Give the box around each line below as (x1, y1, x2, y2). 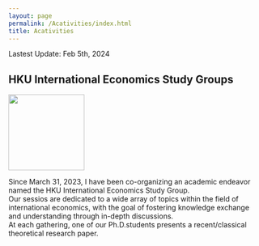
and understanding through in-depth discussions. (8, 211, 174, 221)
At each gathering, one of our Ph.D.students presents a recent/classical (8, 220, 247, 230)
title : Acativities (8, 27, 74, 35)
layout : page (8, 11, 53, 20)
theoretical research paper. (8, 228, 99, 239)
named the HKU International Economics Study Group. (8, 185, 190, 195)
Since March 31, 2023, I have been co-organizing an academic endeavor (8, 177, 251, 187)
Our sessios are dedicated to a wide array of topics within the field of (8, 194, 239, 204)
